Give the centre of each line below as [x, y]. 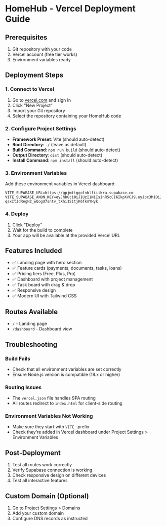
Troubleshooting [31, 344]
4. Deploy [17, 214]
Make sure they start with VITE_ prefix [51, 427]
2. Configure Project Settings [41, 128]
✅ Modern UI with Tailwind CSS [44, 296]
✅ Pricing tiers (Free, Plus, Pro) [44, 274]
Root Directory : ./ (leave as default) [49, 144]
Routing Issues [23, 387]
